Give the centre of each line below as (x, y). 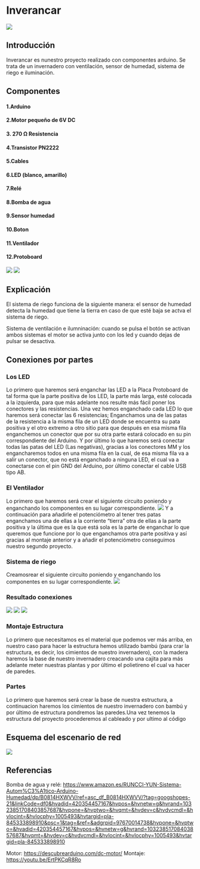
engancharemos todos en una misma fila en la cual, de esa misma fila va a (98, 453)
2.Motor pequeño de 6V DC (41, 120)
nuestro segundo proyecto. (40, 546)
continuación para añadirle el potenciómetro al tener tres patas (84, 514)
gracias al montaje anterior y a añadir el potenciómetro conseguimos (91, 540)
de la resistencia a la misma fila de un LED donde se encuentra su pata (93, 421)
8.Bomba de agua (28, 202)
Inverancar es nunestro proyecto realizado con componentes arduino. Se (96, 60)
